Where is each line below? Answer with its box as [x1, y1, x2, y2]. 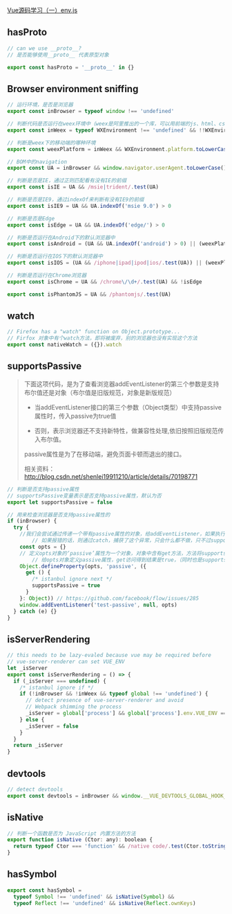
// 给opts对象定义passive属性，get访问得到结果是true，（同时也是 [32, 556, 202, 563]
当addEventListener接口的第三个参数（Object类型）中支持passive [34, 403, 222, 411]
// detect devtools [7, 786, 64, 793]
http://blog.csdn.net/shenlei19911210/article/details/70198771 [23, 472, 198, 480]
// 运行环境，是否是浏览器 [7, 101, 74, 109]
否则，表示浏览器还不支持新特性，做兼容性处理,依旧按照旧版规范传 [34, 426, 224, 434]
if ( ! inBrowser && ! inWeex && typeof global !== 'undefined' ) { [19, 690, 209, 698]
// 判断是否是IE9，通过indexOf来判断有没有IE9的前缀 [7, 196, 144, 203]
